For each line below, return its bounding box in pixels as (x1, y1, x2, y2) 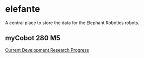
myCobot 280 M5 (5, 34, 61, 42)
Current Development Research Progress (5, 47, 89, 53)
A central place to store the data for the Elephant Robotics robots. (5, 20, 140, 26)
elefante (5, 3, 40, 15)
